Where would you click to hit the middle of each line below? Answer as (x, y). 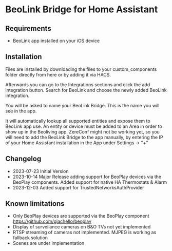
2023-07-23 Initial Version (41, 171)
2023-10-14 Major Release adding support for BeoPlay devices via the (87, 177)
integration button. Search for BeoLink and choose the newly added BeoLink (86, 90)
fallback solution (30, 238)
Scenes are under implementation (49, 243)
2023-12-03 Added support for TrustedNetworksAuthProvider (79, 187)
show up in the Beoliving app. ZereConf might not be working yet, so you (83, 131)
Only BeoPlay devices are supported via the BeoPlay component (81, 216)
